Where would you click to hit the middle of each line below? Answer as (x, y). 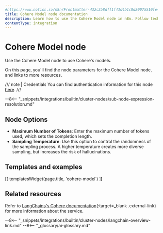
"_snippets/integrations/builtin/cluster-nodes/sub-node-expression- (87, 99)
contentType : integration (31, 23)
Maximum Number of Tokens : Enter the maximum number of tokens (81, 131)
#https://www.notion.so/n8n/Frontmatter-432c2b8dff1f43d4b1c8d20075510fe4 (82, 9)
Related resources (33, 194)
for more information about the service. (44, 211)
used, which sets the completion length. (52, 136)
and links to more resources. (33, 75)
